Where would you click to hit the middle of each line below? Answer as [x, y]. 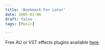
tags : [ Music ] [20, 24]
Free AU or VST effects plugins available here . [53, 42]
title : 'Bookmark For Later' [35, 10]
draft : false [19, 19]
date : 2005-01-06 [23, 14]
